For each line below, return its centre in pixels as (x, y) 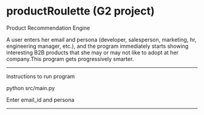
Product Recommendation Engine (48, 28)
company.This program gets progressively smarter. (70, 59)
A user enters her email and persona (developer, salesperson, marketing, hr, (101, 39)
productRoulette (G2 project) (80, 11)
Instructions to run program (41, 76)
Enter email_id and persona (40, 100)
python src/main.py (31, 88)
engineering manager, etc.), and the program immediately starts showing (97, 46)
